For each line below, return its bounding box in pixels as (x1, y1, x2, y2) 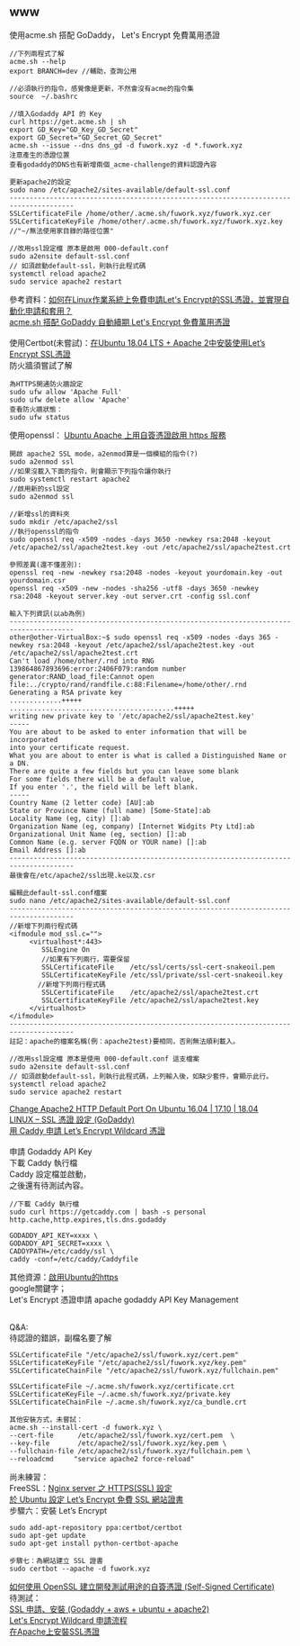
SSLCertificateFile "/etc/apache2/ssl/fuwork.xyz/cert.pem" (9, 1350, 240, 1360)
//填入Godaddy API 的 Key (9, 109, 102, 118)
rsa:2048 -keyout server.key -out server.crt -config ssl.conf (9, 592, 251, 601)
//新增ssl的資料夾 (9, 510, 70, 519)
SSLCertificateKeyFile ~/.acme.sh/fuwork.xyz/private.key (9, 1389, 231, 1398)
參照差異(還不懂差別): (9, 560, 83, 569)
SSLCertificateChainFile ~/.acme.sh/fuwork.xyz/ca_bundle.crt (9, 1397, 247, 1406)
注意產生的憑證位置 (9, 150, 70, 159)
